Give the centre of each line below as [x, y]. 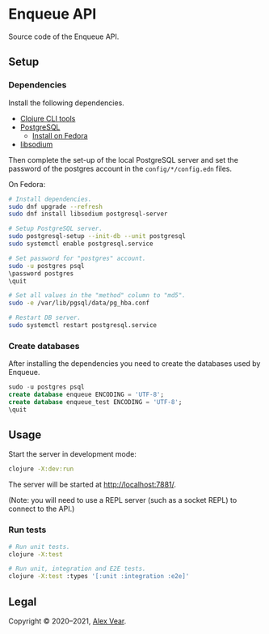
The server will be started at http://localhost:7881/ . [92, 485]
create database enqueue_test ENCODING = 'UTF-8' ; [95, 402]
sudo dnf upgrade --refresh [56, 206]
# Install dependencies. [50, 199]
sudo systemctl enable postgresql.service [81, 244]
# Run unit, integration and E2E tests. [78, 569]
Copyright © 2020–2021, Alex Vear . [67, 621]
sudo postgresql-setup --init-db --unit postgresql [97, 236]
